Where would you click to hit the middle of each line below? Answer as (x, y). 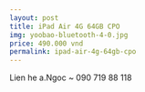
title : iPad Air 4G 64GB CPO (65, 26)
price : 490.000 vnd (47, 43)
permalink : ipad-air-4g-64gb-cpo (73, 52)
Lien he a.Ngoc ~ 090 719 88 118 (71, 77)
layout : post (34, 18)
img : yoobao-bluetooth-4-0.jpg (69, 35)
